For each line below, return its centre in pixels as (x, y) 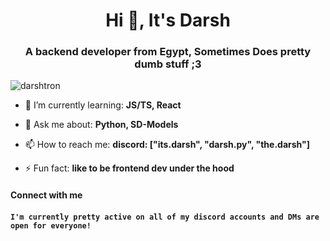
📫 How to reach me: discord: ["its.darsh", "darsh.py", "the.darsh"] (167, 145)
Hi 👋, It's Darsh (168, 20)
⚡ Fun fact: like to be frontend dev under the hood (129, 168)
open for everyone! (51, 225)
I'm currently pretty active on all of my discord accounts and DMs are (165, 217)
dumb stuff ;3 (168, 64)
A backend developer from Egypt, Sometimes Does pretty (168, 52)
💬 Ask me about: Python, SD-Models (101, 125)
